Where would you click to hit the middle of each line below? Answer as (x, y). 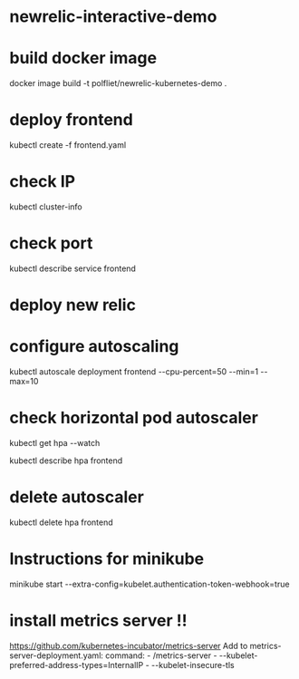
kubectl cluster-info (46, 207)
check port (51, 243)
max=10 (24, 382)
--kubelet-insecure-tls (193, 664)
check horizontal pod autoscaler (134, 418)
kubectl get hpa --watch (55, 443)
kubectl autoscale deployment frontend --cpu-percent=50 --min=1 (134, 372)
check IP (42, 182)
